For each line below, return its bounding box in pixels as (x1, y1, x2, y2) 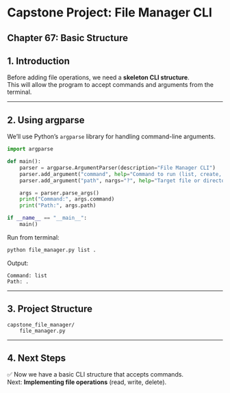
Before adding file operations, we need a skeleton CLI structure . (7, 73, 190, 81)
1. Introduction (7, 55, 70, 66)
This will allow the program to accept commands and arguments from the (7, 81, 214, 89)
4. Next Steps (7, 353, 66, 364)
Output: (7, 259, 29, 267)
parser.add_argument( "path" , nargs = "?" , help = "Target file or (19, 177, 201, 184)
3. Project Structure (7, 303, 92, 315)
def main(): (7, 158, 41, 165)
